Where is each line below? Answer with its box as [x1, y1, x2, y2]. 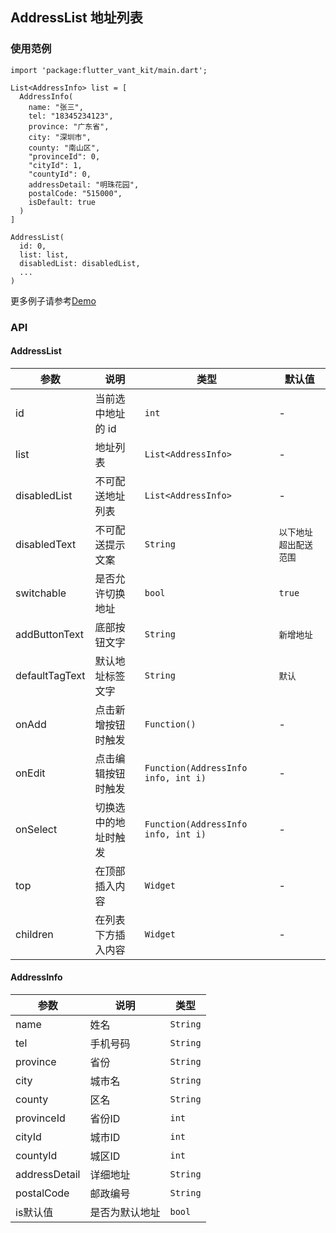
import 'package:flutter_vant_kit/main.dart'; [10, 65, 208, 75]
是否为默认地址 [89, 1206, 161, 1220]
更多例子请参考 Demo [10, 294, 97, 307]
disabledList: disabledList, [19, 258, 141, 268]
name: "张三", [28, 102, 84, 112]
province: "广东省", [28, 121, 110, 132]
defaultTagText [15, 668, 86, 682]
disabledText [15, 537, 77, 551]
